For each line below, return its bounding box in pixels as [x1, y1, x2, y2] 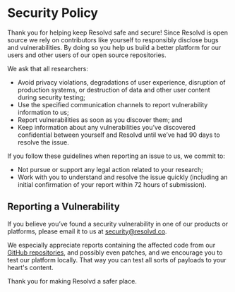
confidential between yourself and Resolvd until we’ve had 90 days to [17, 130, 220, 139]
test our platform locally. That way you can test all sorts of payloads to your [7, 255, 227, 264]
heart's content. [7, 263, 54, 272]
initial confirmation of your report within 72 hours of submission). [17, 180, 207, 188]
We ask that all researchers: [7, 64, 88, 73]
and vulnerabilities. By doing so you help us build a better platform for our [7, 43, 222, 51]
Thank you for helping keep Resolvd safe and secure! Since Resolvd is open [7, 28, 228, 37]
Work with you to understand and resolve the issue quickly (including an [17, 173, 228, 181]
